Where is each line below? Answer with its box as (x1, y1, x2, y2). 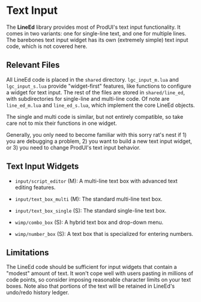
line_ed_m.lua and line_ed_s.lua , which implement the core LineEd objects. (6, 101, 195, 109)
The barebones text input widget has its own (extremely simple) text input (6, 36, 188, 43)
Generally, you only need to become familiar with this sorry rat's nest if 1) (6, 131, 187, 138)
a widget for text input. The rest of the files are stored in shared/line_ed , (6, 88, 185, 96)
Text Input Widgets (6, 162, 79, 172)
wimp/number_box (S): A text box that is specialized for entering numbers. (14, 230, 194, 237)
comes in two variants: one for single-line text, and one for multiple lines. (6, 29, 187, 37)
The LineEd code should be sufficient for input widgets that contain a (6, 264, 177, 271)
